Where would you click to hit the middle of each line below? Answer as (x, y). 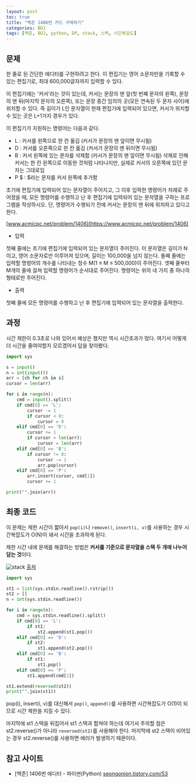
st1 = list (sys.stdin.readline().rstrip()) (60, 589)
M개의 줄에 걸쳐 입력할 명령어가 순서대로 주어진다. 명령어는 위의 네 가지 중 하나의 (98, 270)
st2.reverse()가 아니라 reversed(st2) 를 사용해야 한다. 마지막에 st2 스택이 (91, 731)
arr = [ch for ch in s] (35, 378)
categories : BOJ (26, 28)
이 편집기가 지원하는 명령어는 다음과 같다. (53, 128)
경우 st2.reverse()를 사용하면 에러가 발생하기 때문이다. (74, 738)
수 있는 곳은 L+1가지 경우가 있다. (43, 116)
